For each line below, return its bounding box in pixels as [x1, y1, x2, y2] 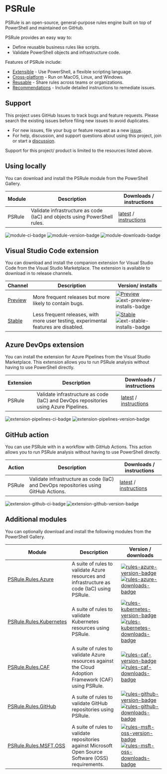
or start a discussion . [12, 138, 56, 144]
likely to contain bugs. [32, 300, 84, 307]
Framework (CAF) [72, 676, 113, 683]
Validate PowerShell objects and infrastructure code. [12, 49, 120, 55]
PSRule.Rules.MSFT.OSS [7, 742, 66, 749]
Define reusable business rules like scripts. [12, 44, 100, 50]
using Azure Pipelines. [36, 403, 89, 410]
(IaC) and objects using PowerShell [30, 213, 113, 220]
